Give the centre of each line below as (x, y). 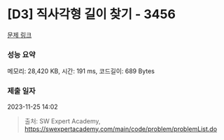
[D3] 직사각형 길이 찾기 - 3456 (92, 14)
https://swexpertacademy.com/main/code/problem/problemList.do (121, 129)
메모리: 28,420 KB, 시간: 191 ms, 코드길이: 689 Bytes (81, 71)
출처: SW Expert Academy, (62, 121)
